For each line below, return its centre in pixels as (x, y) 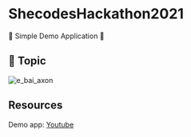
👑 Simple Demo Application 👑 (57, 36)
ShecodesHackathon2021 (96, 14)
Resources (36, 106)
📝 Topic (27, 61)
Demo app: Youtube (41, 124)
